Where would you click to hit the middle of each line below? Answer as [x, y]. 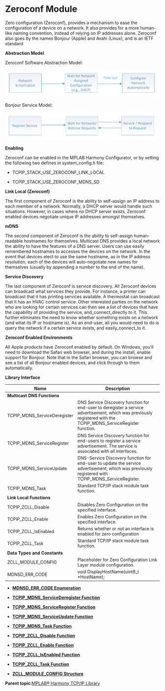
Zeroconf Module [41, 9]
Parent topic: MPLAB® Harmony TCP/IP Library [53, 683]
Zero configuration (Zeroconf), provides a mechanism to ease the [71, 23]
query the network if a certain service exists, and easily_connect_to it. [76, 328]
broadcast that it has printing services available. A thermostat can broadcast [82, 297]
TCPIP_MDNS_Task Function [42, 626]
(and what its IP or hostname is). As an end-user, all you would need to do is [82, 323]
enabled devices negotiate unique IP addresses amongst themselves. [75, 217]
